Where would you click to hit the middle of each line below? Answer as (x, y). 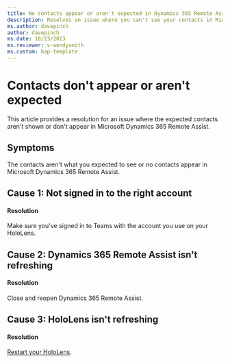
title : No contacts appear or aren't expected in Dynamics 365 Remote (110, 13)
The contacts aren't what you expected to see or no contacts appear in (107, 164)
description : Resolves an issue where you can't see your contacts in (110, 20)
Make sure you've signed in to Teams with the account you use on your (108, 226)
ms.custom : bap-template (42, 52)
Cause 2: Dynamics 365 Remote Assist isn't (102, 254)
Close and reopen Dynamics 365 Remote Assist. (75, 298)
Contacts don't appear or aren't (99, 86)
